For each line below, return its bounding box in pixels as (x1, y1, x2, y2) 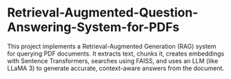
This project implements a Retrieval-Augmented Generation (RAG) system (7, 42, 217, 50)
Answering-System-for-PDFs (7, 19, 180, 35)
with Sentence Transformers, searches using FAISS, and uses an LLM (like (7, 56, 219, 65)
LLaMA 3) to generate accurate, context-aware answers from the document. (7, 64, 224, 72)
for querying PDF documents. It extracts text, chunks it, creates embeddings (7, 49, 225, 58)
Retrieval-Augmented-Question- (7, 5, 199, 21)
